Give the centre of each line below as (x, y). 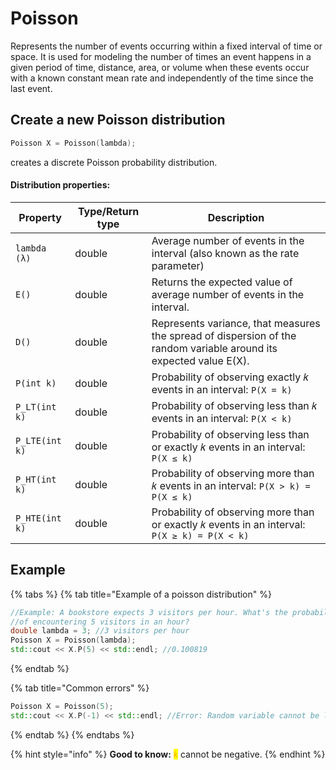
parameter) (178, 265)
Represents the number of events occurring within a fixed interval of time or (166, 46)
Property (40, 217)
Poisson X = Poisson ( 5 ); (62, 707)
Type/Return (108, 211)
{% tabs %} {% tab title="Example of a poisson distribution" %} (141, 594)
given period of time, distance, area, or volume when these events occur (160, 67)
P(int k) (36, 383)
